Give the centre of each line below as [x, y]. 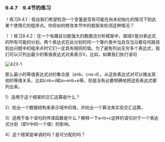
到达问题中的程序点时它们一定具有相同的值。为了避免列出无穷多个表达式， [80, 48]
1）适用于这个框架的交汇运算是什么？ [42, 97]
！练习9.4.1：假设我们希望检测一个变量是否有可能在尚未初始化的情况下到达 [81, 19]
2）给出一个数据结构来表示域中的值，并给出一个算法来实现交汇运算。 [75, 108]
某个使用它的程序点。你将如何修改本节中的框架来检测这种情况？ [69, 26]
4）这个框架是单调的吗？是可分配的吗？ [45, 135]
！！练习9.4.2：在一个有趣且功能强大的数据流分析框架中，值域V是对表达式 [81, 36]
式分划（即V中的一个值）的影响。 [39, 124]
